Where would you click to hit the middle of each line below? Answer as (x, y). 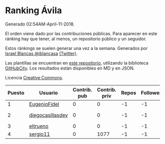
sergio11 (40, 134)
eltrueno (39, 126)
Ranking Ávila (34, 11)
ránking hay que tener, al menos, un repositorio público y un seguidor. (76, 39)
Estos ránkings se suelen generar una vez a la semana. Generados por (77, 48)
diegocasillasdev (49, 115)
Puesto (16, 93)
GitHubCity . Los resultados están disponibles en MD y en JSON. (70, 68)
